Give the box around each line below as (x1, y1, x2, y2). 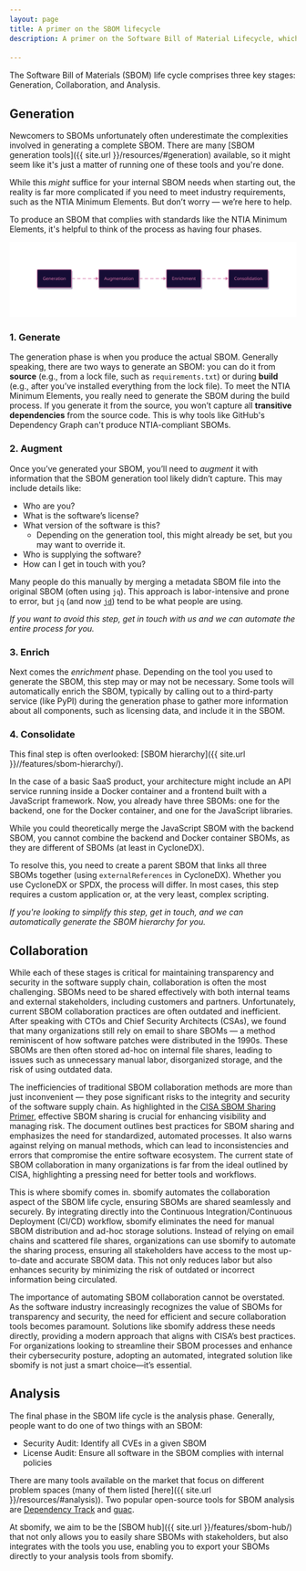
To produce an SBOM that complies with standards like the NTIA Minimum (9, 215, 288, 225)
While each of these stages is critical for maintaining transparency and (9, 967, 275, 978)
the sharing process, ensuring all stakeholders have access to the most (9, 1244, 277, 1255)
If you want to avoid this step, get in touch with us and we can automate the (9, 613, 296, 624)
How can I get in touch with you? (22, 558, 146, 570)
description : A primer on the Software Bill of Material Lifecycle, (9, 34, 275, 43)
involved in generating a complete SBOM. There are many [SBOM (9, 140, 255, 151)
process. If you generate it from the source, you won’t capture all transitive (9, 400, 292, 411)
